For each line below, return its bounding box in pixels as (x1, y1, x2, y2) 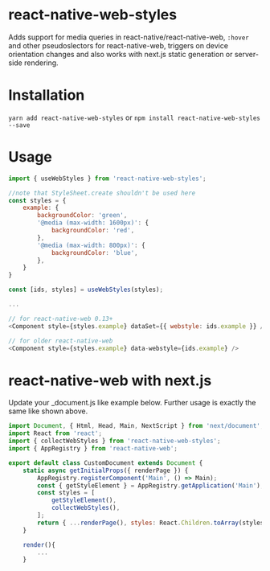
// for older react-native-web (8, 336, 113, 345)
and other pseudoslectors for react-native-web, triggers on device (8, 40, 229, 50)
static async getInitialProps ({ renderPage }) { (22, 466, 189, 474)
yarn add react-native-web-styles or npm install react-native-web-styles (8, 113, 261, 122)
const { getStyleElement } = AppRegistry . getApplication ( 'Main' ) (37, 481, 261, 490)
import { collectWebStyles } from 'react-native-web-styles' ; (8, 437, 221, 446)
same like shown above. (8, 406, 88, 416)
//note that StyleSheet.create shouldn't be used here (8, 189, 196, 197)
